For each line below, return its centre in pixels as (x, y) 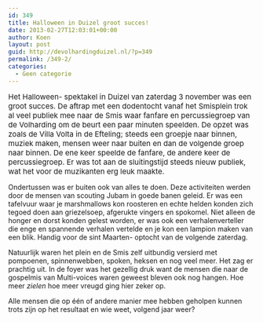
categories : (27, 67)
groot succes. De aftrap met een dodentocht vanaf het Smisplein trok (128, 106)
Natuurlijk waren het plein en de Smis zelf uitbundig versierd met (113, 252)
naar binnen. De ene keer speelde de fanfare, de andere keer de (119, 152)
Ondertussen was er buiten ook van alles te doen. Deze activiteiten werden (130, 187)
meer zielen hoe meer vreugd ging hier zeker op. (87, 285)
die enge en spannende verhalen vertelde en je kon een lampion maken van (131, 229)
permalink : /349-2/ (40, 60)
